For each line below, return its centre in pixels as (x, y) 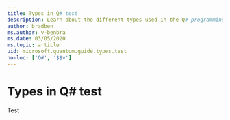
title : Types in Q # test (42, 13)
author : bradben (30, 26)
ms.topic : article (33, 45)
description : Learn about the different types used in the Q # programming (116, 20)
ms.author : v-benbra (37, 32)
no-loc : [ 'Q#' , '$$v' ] (39, 58)
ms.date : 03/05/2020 (37, 39)
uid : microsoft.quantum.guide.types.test (67, 52)
